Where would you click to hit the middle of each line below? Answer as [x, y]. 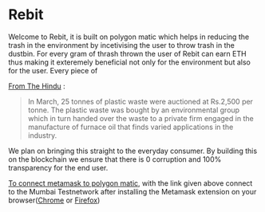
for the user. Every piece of [53, 70]
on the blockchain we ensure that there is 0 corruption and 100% [115, 159]
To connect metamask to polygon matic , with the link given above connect [131, 183]
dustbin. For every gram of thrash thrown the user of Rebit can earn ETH [127, 53]
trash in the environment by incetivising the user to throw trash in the [122, 45]
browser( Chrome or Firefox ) [54, 200]
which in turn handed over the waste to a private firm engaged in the [140, 118]
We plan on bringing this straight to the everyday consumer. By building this [133, 151]
